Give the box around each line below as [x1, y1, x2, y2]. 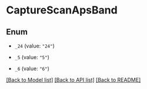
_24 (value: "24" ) [14, 42, 55, 49]
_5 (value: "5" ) [14, 54, 50, 60]
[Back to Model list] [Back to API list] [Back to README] [6, 77, 141, 83]
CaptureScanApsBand [6, 4, 118, 17]
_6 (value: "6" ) [14, 65, 50, 72]
